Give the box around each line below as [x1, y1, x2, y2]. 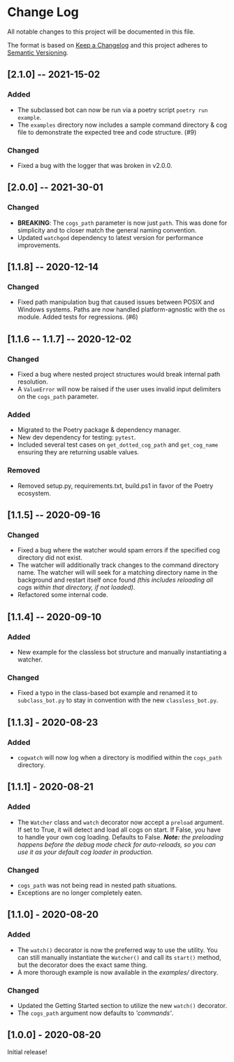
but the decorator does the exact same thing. [17, 960, 148, 969]
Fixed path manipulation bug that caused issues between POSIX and [17, 298, 215, 307]
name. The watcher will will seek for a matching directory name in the [17, 568, 218, 577]
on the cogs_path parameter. [17, 392, 99, 400]
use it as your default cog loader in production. [17, 848, 154, 856]
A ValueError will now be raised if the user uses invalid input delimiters [17, 384, 221, 393]
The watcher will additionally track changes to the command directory [17, 561, 219, 569]
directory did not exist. [17, 554, 82, 562]
